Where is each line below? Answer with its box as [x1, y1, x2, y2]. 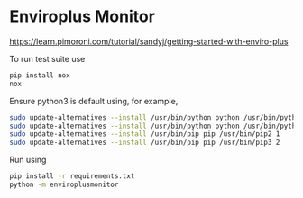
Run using [9, 155, 47, 166]
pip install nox [9, 70, 70, 80]
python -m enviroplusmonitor [9, 180, 119, 190]
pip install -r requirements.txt [9, 172, 135, 181]
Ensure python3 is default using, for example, [9, 95, 179, 106]
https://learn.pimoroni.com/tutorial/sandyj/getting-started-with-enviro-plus [9, 36, 289, 47]
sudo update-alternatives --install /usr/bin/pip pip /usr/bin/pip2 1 [9, 130, 280, 139]
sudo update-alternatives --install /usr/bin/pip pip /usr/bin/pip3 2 [9, 138, 280, 148]
